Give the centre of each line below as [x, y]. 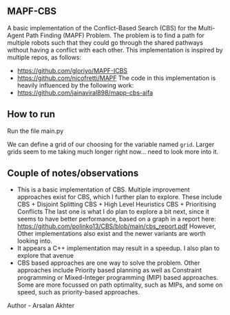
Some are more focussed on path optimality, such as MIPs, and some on [120, 285]
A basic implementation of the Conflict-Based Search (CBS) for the [102, 28]
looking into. [35, 241]
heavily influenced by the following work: [75, 85]
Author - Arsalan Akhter [41, 305]
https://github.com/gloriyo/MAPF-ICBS [72, 70]
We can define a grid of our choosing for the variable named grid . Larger [111, 144]
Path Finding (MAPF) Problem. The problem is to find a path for [115, 35]
